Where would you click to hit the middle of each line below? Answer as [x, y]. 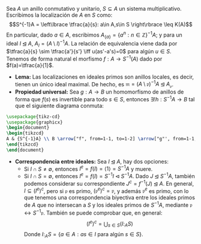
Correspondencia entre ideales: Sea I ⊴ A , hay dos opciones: [92, 161]
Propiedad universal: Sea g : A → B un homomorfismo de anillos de [99, 92]
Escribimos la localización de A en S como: [59, 15]
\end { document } [25, 150]
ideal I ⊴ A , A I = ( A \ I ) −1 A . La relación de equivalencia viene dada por [92, 44]
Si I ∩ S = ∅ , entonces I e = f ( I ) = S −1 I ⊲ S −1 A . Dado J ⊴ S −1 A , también [109, 176]
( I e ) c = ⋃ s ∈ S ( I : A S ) [109, 224]
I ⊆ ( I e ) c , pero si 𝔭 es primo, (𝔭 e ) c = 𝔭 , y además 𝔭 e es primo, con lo [106, 190]
